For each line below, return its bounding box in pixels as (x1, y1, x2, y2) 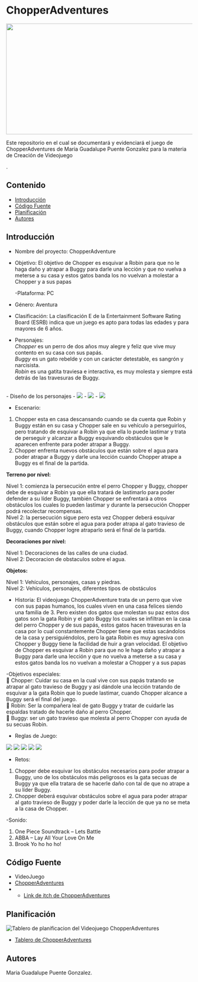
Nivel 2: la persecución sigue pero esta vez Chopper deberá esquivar (6, 514, 176, 521)
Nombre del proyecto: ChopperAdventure (14, 248, 116, 255)
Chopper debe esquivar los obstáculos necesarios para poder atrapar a (14, 767, 189, 774)
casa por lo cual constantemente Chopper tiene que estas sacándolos (14, 627, 186, 634)
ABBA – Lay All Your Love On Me (14, 834, 95, 841)
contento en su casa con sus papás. (14, 349, 103, 356)
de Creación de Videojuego (6, 151, 73, 158)
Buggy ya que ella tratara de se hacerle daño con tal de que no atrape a (14, 780, 190, 787)
